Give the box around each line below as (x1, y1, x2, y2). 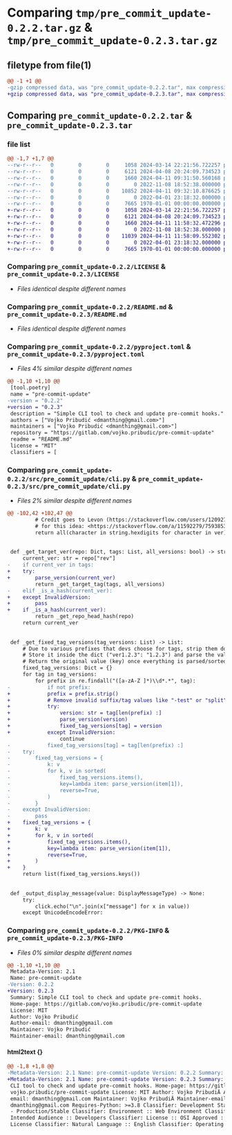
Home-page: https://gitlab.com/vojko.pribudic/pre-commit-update (10, 1000, 202, 1008)
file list (7, 139, 31, 149)
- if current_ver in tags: (7, 561, 95, 569)
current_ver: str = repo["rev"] (22, 555, 116, 562)
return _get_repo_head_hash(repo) (35, 613, 135, 620)
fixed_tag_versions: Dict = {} (22, 665, 113, 671)
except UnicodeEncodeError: (22, 909, 104, 916)
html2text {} (7, 1048, 43, 1056)
